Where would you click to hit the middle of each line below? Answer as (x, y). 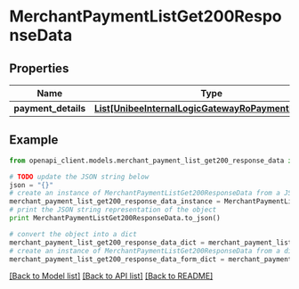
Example (34, 140)
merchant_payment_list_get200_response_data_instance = (115, 202)
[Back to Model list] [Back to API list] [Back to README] (111, 276)
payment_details (50, 108)
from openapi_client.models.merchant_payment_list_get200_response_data (147, 161)
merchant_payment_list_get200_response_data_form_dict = (117, 259)
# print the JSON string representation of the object (113, 210)
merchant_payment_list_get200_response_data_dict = (107, 243)
